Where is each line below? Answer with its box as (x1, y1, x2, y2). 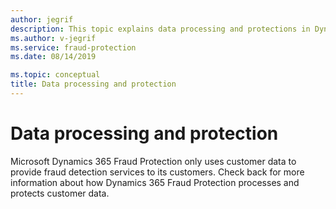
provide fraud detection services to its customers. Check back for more (10, 166, 305, 178)
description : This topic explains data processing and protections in (10, 24, 311, 34)
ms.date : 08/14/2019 (10, 52, 97, 62)
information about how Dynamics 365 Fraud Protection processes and (10, 176, 300, 188)
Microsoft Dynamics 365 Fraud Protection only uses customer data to (10, 155, 297, 167)
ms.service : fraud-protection (10, 42, 137, 53)
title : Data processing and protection (10, 79, 177, 90)
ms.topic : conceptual (10, 70, 101, 80)
